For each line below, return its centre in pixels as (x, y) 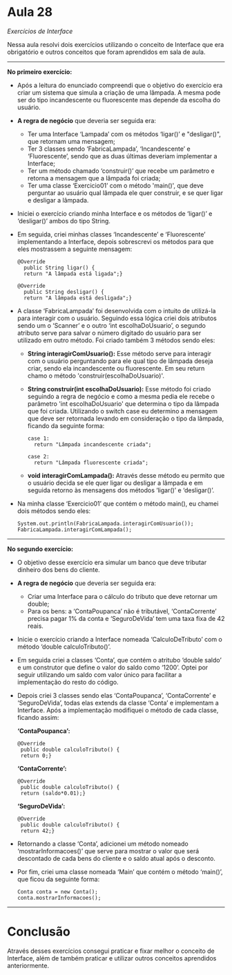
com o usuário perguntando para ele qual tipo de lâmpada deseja (120, 361)
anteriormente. (28, 965)
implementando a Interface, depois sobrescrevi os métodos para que (115, 241)
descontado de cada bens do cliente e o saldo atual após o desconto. (116, 858)
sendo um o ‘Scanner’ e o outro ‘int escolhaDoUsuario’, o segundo (111, 325)
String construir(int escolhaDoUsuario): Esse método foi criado (119, 389)
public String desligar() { (64, 292)
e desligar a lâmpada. (58, 200)
